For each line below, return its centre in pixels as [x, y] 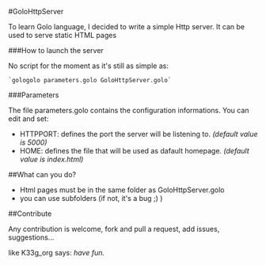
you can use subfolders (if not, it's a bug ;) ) [91, 198]
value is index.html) [51, 159]
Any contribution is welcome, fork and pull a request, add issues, [114, 229]
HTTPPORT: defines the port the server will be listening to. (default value [139, 134]
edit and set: [28, 119]
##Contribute [30, 214]
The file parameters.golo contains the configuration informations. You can [129, 110]
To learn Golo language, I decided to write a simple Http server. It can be [127, 26]
